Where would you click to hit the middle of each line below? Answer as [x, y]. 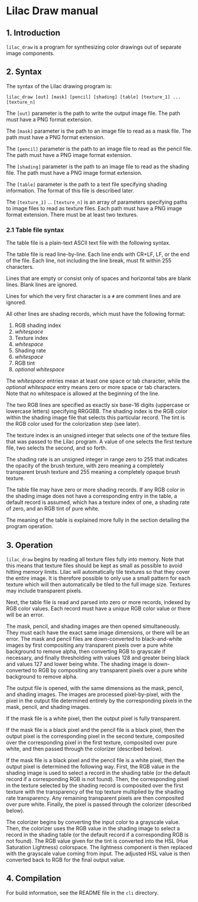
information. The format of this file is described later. [70, 190]
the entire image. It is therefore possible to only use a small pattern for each [98, 578]
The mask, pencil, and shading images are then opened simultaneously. [93, 626]
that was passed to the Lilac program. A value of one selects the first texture [99, 442]
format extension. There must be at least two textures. [72, 214]
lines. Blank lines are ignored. [42, 285]
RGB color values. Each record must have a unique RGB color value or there [98, 608]
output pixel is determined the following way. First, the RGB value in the [93, 766]
